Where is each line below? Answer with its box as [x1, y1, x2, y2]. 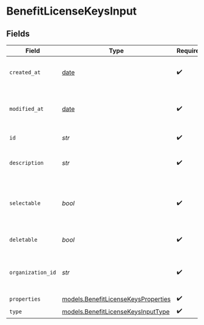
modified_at [9, 105, 44, 112]
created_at [9, 69, 41, 75]
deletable [9, 236, 38, 243]
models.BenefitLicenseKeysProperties [61, 295, 171, 303]
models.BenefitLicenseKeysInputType [61, 307, 170, 316]
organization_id [9, 269, 56, 276]
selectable [9, 200, 41, 206]
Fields [6, 29, 30, 39]
